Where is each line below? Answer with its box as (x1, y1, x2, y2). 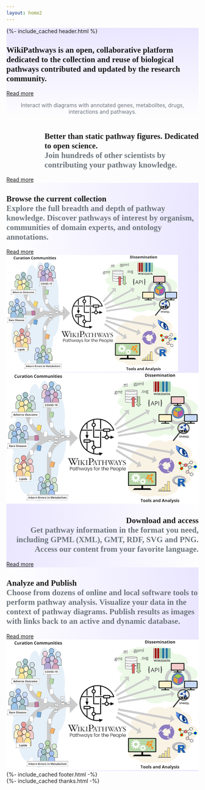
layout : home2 (6, 10, 43, 16)
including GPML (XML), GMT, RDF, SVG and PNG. (16, 535, 199, 545)
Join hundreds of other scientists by (45, 150, 166, 160)
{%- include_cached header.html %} (6, 27, 98, 35)
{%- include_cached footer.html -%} (6, 771, 98, 778)
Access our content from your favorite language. (34, 544, 199, 554)
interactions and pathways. (68, 108, 137, 115)
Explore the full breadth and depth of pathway (6, 203, 166, 213)
